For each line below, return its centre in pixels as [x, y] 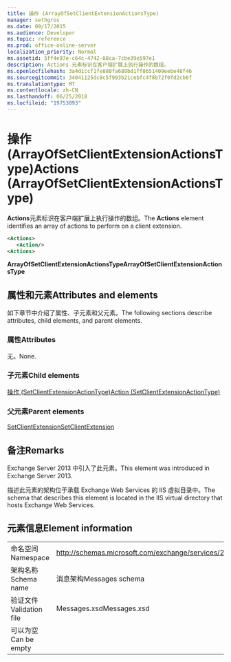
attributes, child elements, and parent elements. [75, 321]
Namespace [30, 557]
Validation [26, 609]
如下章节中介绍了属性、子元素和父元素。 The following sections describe [110, 313]
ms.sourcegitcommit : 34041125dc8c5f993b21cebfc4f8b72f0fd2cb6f [100, 77]
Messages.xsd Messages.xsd [103, 608]
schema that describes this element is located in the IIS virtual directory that [115, 498]
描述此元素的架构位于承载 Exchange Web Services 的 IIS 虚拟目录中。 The [111, 490]
